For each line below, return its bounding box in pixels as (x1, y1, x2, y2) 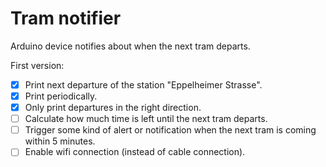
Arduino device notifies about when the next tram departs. (10, 40, 251, 52)
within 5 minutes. (24, 135, 96, 147)
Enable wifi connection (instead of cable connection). (24, 146, 246, 158)
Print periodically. (24, 90, 98, 102)
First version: (10, 59, 65, 71)
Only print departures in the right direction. (24, 102, 202, 114)
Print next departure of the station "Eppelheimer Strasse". (24, 78, 263, 91)
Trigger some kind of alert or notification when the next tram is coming (24, 124, 317, 136)
